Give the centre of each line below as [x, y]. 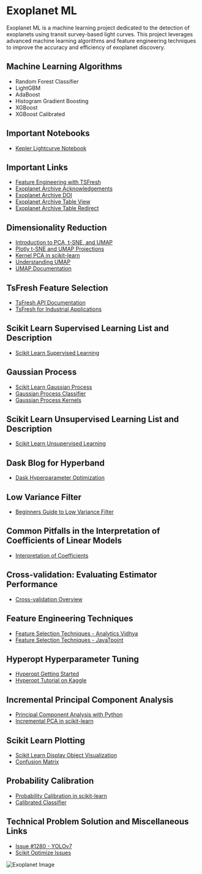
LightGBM [28, 88]
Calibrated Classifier [41, 802]
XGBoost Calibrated [40, 114]
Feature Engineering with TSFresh [58, 182]
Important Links [37, 167]
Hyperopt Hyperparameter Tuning [73, 659]
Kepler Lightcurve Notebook [51, 148]
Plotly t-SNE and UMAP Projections [60, 249]
